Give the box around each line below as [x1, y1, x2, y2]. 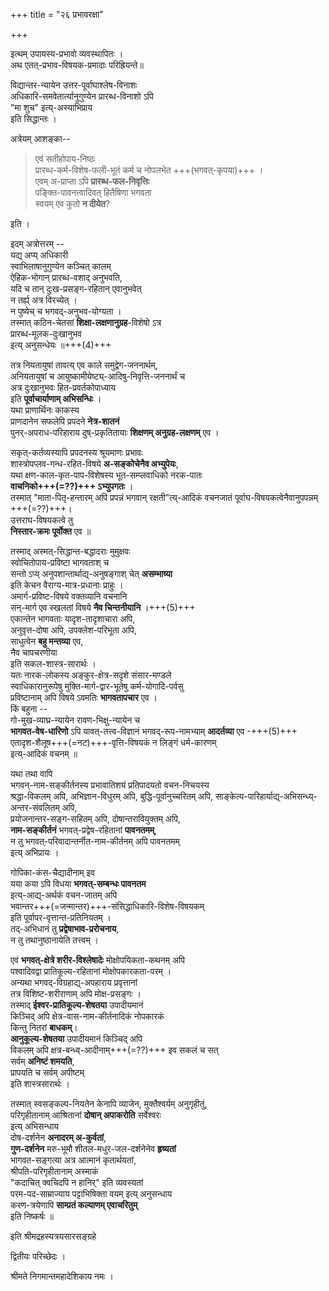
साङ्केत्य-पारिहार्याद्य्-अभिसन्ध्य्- [214, 790, 318, 802]
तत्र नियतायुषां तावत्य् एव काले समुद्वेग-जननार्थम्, [10, 359, 158, 371]
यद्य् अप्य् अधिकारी [10, 249, 68, 261]
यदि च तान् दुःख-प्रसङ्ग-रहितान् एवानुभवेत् [10, 283, 142, 294]
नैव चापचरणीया [10, 647, 58, 658]
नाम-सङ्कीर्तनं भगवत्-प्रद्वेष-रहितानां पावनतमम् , [10, 824, 158, 836]
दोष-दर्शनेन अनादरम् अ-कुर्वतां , [10, 1132, 107, 1143]
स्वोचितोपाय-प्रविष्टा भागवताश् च [10, 557, 110, 568]
